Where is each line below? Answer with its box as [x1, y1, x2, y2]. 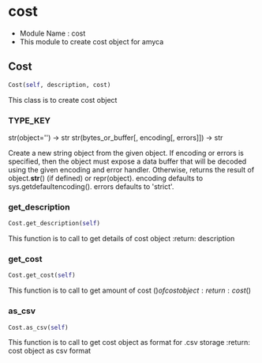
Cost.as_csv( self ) [8, 323, 69, 331]
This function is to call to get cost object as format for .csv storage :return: [8, 338, 250, 347]
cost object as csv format [8, 346, 92, 356]
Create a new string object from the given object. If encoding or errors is [8, 148, 245, 157]
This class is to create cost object [8, 95, 118, 104]
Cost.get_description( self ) [8, 220, 101, 228]
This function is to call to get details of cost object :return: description [8, 234, 235, 244]
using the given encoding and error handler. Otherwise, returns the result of [8, 164, 255, 174]
